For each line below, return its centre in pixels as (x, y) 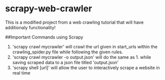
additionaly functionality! (30, 27)
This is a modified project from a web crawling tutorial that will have (75, 22)
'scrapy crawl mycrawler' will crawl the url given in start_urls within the (85, 46)
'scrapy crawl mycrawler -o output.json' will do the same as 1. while (82, 57)
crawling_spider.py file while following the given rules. (68, 52)
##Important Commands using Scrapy (44, 37)
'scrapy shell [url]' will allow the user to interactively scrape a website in (86, 68)
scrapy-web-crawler (49, 9)
